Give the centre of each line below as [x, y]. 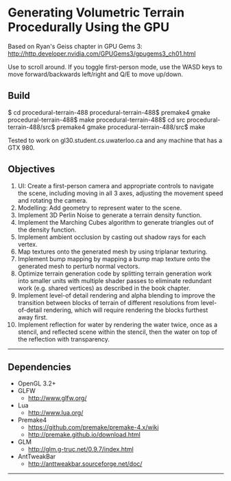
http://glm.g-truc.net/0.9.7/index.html [81, 449]
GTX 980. [21, 147]
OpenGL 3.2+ [37, 383]
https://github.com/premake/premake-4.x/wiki [94, 427]
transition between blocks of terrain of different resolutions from [108, 302]
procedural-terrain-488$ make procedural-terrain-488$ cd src [97, 120]
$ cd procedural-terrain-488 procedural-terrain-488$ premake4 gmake [109, 112]
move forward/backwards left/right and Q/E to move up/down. [96, 74]
